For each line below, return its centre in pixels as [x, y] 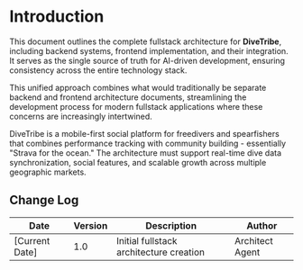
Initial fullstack [147, 240]
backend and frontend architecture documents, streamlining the [128, 97]
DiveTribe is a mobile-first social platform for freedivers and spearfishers [144, 133]
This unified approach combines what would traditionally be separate [138, 87]
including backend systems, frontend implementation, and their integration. [149, 50]
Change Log [44, 200]
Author [262, 225]
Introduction [57, 17]
